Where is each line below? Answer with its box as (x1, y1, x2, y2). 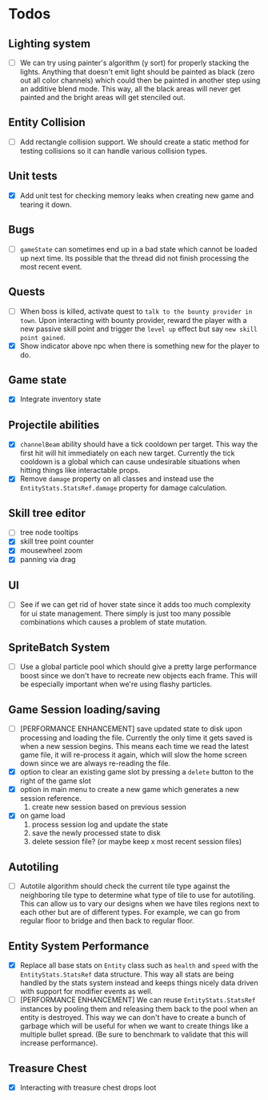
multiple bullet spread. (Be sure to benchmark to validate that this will (19, 1029, 249, 1039)
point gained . (19, 332, 66, 342)
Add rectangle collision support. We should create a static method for (19, 137, 250, 147)
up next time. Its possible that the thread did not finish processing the (19, 253, 250, 263)
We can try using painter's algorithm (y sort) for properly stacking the (19, 58, 250, 67)
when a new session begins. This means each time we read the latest (19, 742, 250, 751)
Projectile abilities (8, 418, 100, 431)
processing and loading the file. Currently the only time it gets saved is (19, 733, 254, 742)
